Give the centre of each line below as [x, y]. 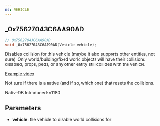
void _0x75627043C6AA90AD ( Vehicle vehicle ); [51, 45]
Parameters [23, 108]
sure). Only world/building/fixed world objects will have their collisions [75, 59]
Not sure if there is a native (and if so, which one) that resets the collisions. [80, 83]
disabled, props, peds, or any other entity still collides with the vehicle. [75, 64]
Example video [20, 74]
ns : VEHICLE [17, 9]
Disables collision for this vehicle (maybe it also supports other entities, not [80, 54]
